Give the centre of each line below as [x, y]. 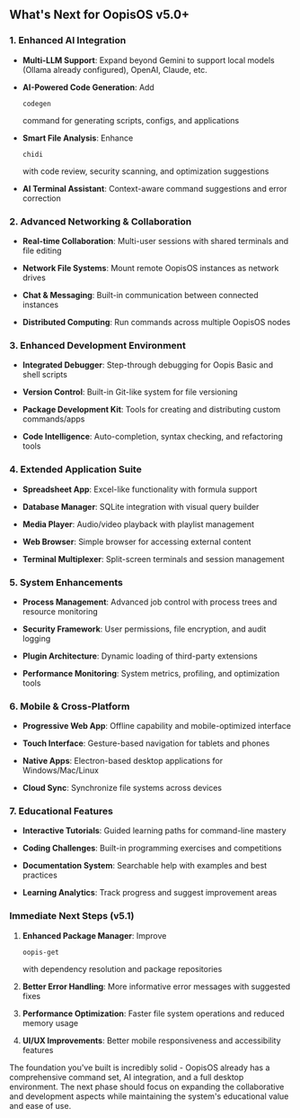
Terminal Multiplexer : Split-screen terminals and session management [153, 559]
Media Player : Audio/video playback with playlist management [138, 524]
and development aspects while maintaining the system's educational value [149, 1096]
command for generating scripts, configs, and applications [131, 120]
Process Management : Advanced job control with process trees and [150, 602]
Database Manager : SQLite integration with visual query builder [141, 506]
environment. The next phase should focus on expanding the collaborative [147, 1086]
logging [36, 638]
